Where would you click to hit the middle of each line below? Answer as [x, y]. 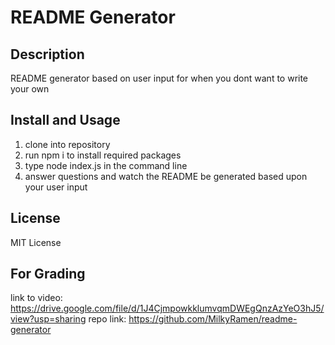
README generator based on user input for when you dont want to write [159, 78]
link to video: [36, 298]
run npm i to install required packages [103, 155]
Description [47, 54]
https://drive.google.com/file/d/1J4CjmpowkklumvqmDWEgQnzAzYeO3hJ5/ [167, 308]
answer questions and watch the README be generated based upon [166, 176]
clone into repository [67, 144]
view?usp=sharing [48, 319]
